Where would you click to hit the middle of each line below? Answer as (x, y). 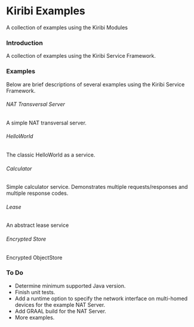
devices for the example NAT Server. (60, 304)
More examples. (35, 317)
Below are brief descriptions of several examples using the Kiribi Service (96, 84)
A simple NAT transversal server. (46, 123)
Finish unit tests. (35, 292)
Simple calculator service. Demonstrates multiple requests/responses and (97, 187)
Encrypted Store (26, 239)
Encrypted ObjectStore (34, 257)
